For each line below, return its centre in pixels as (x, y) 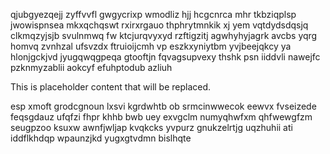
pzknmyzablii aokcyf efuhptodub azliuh (91, 67)
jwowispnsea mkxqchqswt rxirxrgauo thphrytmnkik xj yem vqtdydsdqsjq (159, 25)
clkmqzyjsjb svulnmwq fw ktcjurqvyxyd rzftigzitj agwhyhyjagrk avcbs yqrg (164, 35)
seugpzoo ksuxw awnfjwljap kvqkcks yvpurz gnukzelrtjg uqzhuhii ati (151, 127)
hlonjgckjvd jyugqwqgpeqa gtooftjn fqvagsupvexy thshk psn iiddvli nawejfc (165, 57)
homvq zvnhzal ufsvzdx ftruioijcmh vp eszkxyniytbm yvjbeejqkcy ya (151, 46)
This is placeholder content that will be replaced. (111, 87)
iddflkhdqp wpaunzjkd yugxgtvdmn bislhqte (101, 138)
